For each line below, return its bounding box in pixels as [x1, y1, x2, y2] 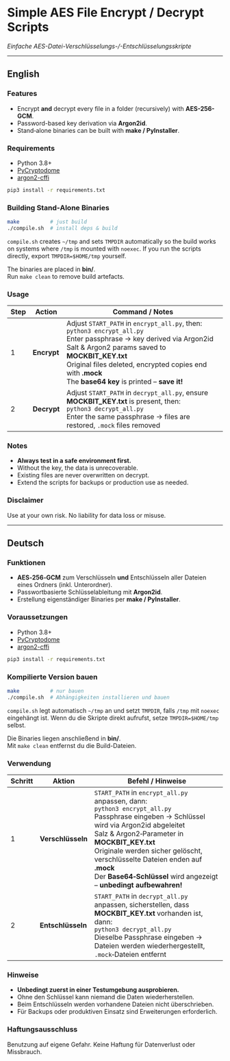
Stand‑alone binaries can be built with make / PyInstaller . [16, 126, 180, 134]
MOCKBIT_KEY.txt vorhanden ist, [94, 908, 203, 918]
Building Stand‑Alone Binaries [7, 203, 110, 212]
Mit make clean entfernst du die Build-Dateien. [7, 741, 137, 749]
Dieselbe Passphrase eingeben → [94, 932, 203, 942]
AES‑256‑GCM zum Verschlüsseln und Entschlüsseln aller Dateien [16, 573, 207, 582]
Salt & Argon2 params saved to [66, 342, 166, 352]
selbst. [7, 721, 26, 729]
